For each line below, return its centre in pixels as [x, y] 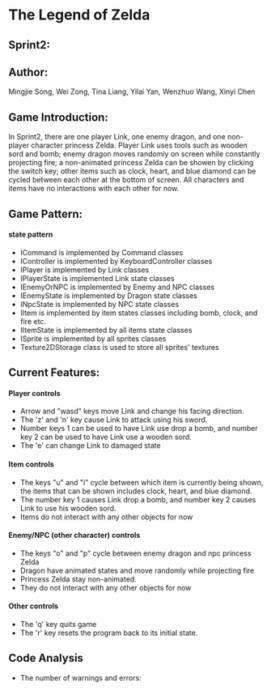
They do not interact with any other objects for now [106, 587]
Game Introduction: [59, 117]
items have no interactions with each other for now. [94, 189]
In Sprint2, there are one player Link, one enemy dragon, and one [117, 137]
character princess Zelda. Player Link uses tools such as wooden [140, 145]
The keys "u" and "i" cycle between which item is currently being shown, [142, 482]
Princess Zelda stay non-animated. [78, 579]
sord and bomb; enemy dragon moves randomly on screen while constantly [134, 154]
